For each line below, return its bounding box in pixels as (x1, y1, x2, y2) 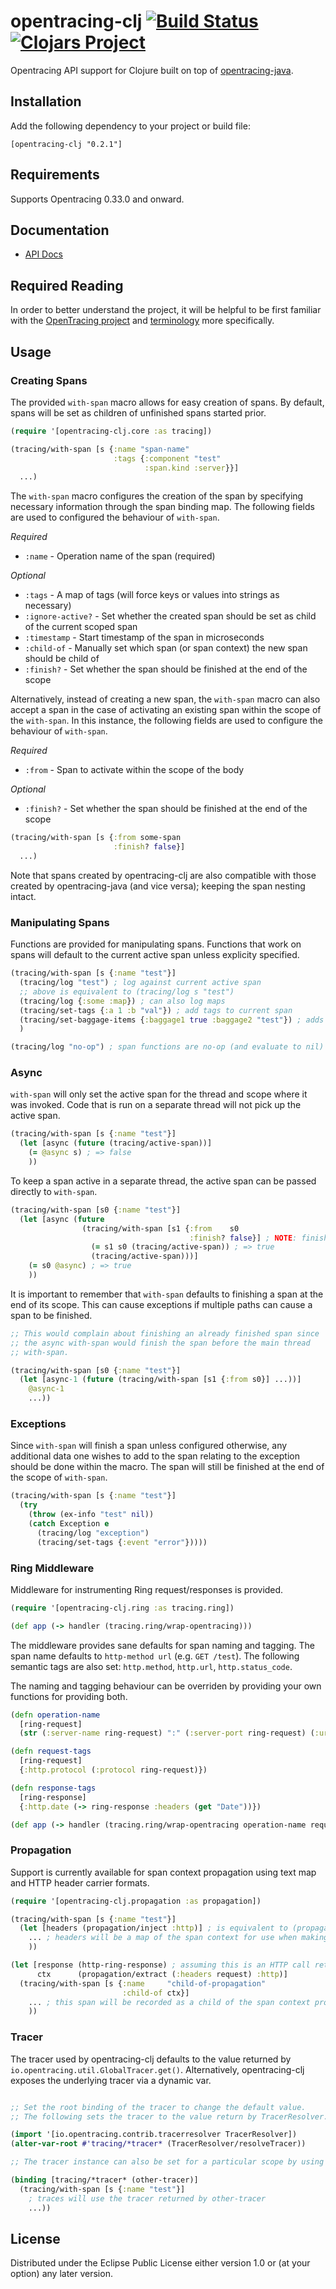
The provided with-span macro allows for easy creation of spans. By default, (10, 396, 325, 408)
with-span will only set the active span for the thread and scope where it (10, 1088, 308, 1100)
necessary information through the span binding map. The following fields (10, 501, 315, 513)
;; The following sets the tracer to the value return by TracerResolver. (10, 2111, 329, 2122)
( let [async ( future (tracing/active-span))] (19, 1138, 213, 1149)
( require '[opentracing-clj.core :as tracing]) (10, 426, 213, 436)
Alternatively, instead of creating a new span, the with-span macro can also (10, 693, 321, 705)
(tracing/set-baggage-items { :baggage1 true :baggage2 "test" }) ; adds (19, 1015, 325, 1025)
